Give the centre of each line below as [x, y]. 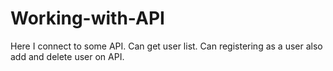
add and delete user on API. [67, 56]
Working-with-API [87, 18]
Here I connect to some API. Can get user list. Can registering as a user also [166, 46]
